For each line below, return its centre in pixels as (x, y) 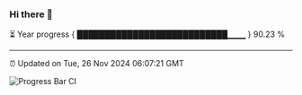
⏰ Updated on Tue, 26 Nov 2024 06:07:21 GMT (97, 64)
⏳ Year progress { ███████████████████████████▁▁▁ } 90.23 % (147, 34)
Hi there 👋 (31, 14)
